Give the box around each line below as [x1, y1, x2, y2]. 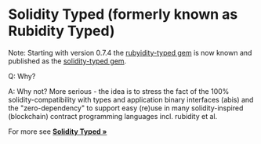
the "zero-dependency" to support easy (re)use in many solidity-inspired [8, 103, 244, 113]
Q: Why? [8, 71, 36, 81]
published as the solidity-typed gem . [8, 56, 127, 66]
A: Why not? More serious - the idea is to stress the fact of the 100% [8, 86, 230, 95]
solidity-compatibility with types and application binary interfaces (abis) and [8, 95, 254, 104]
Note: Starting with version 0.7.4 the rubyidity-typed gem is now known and [8, 48, 252, 57]
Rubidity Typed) [8, 22, 115, 40]
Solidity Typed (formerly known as [8, 5, 238, 23]
